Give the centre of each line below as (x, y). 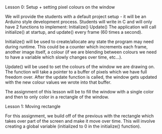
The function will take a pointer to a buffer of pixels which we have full (76, 72)
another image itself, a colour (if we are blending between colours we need (81, 52)
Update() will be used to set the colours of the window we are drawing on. (80, 67)
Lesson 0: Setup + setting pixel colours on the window (60, 7)
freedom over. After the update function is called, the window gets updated (81, 77)
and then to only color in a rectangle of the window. (57, 97)
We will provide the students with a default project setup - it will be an (76, 16)
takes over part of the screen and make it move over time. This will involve (80, 121)
